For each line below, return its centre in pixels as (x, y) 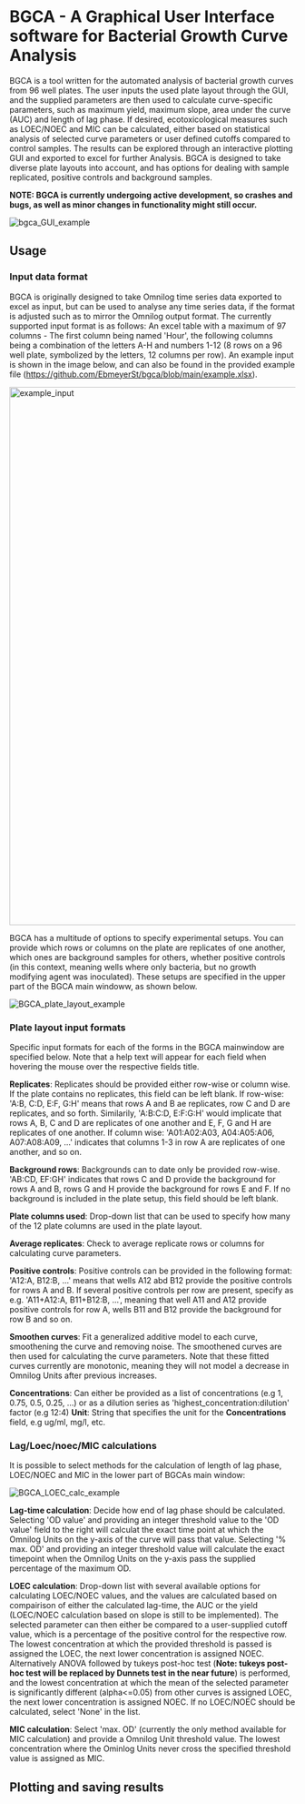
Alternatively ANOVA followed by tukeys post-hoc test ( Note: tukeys (138, 1664)
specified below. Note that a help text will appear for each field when (138, 1057)
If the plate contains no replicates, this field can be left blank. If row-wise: (147, 1093)
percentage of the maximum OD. (70, 1568)
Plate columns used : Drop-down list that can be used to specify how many (150, 1216)
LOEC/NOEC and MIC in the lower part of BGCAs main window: (128, 1475)
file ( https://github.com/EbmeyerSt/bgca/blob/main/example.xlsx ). (133, 374)
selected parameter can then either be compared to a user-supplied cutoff (148, 1625)
